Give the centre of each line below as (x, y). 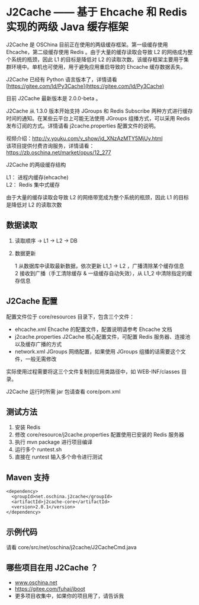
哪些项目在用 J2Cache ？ (52, 568)
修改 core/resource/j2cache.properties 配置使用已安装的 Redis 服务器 (99, 435)
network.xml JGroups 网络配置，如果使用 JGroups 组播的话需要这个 (98, 351)
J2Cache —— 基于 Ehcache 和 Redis (97, 12)
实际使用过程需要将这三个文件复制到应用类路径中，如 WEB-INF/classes (93, 371)
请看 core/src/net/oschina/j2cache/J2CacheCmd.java (72, 547)
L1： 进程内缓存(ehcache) (37, 177)
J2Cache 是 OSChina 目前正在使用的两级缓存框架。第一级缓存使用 (87, 44)
